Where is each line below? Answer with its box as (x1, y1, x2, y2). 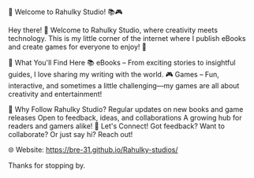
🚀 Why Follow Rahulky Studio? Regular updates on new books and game (8, 105, 244, 113)
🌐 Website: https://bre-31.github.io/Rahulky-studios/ (8, 145, 179, 154)
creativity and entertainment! (8, 90, 103, 98)
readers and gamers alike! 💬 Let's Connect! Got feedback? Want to (8, 121, 225, 131)
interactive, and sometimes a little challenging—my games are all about (8, 81, 240, 90)
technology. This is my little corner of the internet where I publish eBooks (8, 34, 246, 43)
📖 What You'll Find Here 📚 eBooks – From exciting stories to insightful (8, 58, 236, 67)
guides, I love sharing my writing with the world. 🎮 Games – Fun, (8, 70, 219, 79)
